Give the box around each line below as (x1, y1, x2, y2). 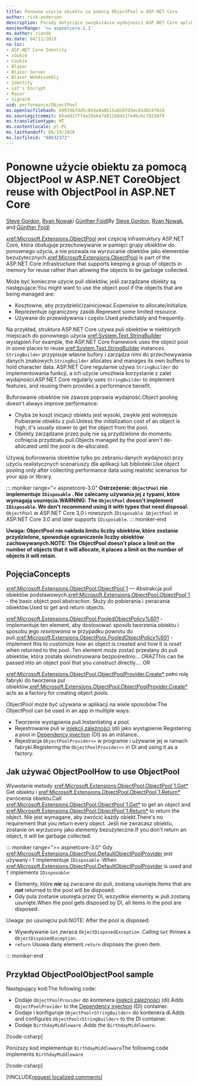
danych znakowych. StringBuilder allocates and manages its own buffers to (6, 357, 190, 364)
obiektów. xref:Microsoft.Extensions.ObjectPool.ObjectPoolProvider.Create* (6, 683, 188, 690)
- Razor (6, 91, 25, 97)
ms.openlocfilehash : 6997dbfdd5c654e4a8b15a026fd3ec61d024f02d (6, 107, 165, 113)
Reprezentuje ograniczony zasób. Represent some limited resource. (14, 308, 178, 315)
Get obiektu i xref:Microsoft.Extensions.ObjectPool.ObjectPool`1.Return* (6, 789, 181, 796)
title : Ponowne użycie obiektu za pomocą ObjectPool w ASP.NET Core (6, 8, 178, 15)
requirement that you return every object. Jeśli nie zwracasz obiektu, (6, 820, 174, 827)
